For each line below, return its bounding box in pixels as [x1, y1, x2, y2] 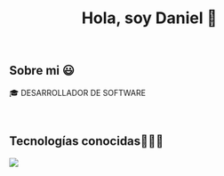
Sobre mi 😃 [9, 63, 76, 78]
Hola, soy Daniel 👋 [81, 8, 218, 28]
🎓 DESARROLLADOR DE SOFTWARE [9, 87, 147, 98]
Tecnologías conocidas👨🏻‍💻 [9, 133, 164, 149]
